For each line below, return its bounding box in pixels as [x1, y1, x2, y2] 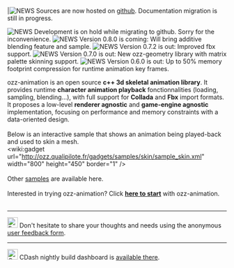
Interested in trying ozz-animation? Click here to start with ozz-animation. [7, 189, 220, 198]
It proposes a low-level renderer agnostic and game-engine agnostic [7, 100, 209, 108]
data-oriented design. [7, 115, 70, 124]
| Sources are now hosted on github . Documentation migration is [7, 7, 218, 15]
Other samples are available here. [7, 174, 104, 183]
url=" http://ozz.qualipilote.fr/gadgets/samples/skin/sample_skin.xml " [7, 152, 205, 161]
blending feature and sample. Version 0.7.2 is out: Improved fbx [7, 43, 216, 50]
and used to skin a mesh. [7, 137, 79, 146]
